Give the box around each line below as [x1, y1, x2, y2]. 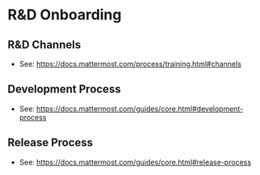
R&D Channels [7, 38, 82, 52]
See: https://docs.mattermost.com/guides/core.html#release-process [19, 157, 252, 167]
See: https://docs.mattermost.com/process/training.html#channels [19, 59, 241, 69]
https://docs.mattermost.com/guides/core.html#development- [36, 103, 244, 114]
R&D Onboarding [7, 6, 122, 24]
